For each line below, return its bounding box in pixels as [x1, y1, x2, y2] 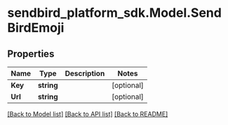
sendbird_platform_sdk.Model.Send [7, 5, 222, 21]
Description [65, 69, 105, 78]
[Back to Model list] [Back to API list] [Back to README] [7, 110, 168, 118]
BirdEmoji [7, 20, 65, 36]
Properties [7, 48, 55, 60]
